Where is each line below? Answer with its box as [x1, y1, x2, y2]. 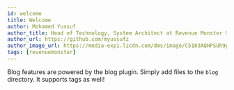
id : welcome [7, 10, 42, 17]
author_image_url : [7, 42, 61, 49]
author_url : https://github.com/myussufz [7, 36, 130, 43]
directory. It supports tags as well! [7, 75, 105, 83]
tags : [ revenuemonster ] [7, 49, 77, 56]
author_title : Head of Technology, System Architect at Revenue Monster [7, 29, 223, 37]
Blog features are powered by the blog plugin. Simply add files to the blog [7, 67, 219, 76]
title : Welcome [7, 17, 52, 24]
